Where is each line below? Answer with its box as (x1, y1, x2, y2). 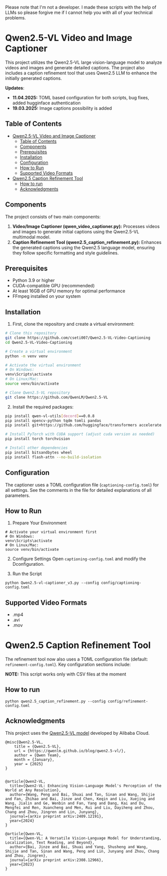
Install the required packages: (12, 404, 74, 410)
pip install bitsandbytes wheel (5, 450, 72, 455)
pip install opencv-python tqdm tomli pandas (5, 418, 101, 423)
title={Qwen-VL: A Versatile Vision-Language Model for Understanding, (9, 836, 162, 841)
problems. (5, 15, 26, 20)
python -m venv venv (5, 354, 48, 359)
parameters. (5, 492, 30, 498)
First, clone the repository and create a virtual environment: (12, 321, 135, 327)
